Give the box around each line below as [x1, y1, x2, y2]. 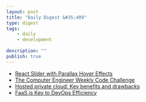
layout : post [6, 8, 39, 15]
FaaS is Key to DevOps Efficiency [14, 89, 97, 96]
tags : [6, 25, 20, 32]
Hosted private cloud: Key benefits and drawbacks [14, 82, 140, 90]
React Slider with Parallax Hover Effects [14, 70, 113, 77]
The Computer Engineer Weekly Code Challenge [14, 76, 135, 83]
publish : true [6, 53, 42, 59]
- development [17, 37, 52, 43]
